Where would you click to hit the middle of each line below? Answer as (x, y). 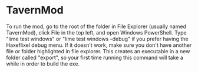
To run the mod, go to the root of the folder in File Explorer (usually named (96, 26)
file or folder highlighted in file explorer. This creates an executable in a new (98, 51)
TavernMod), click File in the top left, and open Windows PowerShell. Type (96, 32)
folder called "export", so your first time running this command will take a (95, 57)
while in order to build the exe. (43, 64)
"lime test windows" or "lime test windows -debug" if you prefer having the (97, 39)
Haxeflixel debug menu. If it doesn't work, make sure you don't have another (99, 45)
